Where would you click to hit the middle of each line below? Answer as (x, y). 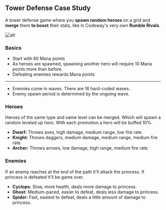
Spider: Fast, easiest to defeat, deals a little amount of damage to (79, 197)
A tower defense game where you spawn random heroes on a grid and (78, 20)
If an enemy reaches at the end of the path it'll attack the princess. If (75, 172)
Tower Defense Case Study (48, 8)
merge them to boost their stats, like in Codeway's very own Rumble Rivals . (83, 25)
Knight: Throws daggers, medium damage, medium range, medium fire (85, 138)
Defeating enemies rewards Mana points (53, 74)
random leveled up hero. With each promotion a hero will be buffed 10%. (79, 123)
